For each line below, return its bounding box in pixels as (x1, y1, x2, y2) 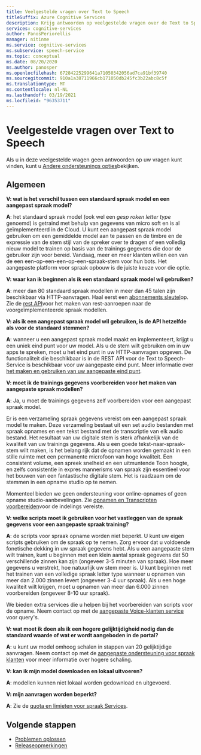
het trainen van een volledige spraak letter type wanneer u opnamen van (6, 570, 185, 577)
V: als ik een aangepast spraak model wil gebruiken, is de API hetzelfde (6, 318, 187, 325)
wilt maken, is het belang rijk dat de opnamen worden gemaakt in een (20, 447, 191, 454)
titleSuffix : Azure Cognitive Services (6, 14, 106, 20)
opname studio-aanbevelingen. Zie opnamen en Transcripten (6, 497, 157, 504)
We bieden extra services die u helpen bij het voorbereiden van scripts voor (6, 601, 193, 609)
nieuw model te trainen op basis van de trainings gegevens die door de (6, 245, 181, 252)
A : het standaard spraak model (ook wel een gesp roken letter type (6, 213, 172, 221)
